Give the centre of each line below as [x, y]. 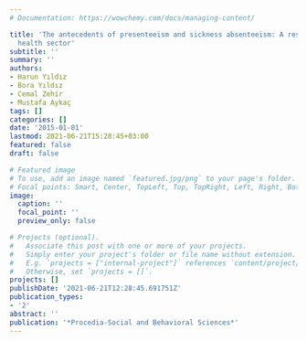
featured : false [40, 145]
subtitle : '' [34, 51]
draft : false [34, 154]
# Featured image [42, 170]
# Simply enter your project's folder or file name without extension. [153, 254]
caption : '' [41, 204]
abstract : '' [34, 314]
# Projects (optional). [55, 238]
